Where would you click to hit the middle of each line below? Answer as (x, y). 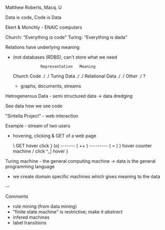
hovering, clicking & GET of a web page (54, 136)
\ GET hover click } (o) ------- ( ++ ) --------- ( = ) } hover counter (82, 146)
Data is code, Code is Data (33, 17)
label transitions (29, 223)
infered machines (31, 217)
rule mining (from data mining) (45, 206)
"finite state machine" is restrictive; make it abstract (68, 212)
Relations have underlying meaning (43, 47)
